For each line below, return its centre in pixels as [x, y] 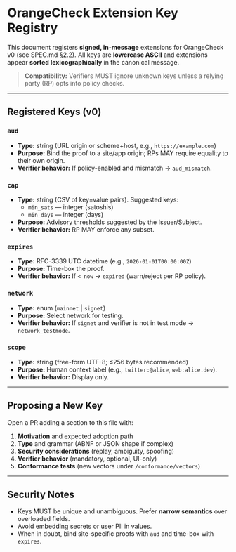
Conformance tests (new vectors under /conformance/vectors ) [109, 466]
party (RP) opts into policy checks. [74, 83]
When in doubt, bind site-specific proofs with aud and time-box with [116, 534]
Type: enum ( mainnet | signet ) [61, 308]
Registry [33, 28]
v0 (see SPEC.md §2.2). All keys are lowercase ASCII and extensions [108, 55]
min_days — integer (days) [66, 214]
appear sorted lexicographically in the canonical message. [93, 62]
